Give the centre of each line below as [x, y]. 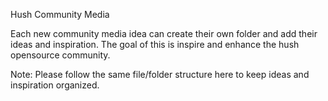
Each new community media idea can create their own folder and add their [164, 33]
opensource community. [60, 55]
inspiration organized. [55, 85]
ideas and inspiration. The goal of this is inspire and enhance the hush [155, 44]
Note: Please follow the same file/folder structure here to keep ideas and [160, 74]
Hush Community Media [60, 14]
